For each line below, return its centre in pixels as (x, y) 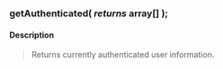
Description (32, 35)
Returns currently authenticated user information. (123, 55)
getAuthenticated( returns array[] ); (89, 13)
